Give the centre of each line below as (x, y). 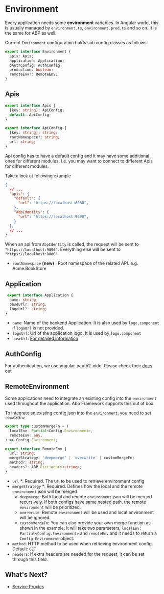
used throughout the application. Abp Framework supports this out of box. (80, 404)
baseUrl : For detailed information (45, 338)
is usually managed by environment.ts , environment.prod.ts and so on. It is (81, 27)
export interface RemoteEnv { (36, 449)
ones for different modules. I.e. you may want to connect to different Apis (79, 161)
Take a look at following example (38, 176)
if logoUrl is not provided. (38, 328)
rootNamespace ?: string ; (35, 137)
